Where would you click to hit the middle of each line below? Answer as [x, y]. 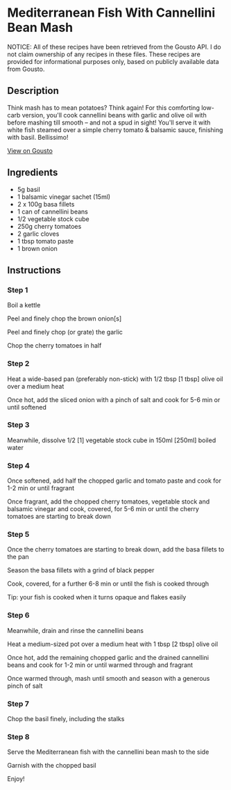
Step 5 [18, 535]
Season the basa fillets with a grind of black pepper [81, 570]
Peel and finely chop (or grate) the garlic [65, 332]
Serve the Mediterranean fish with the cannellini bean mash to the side [108, 752]
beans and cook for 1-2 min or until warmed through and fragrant [100, 665]
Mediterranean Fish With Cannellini [111, 13]
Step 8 [18, 736]
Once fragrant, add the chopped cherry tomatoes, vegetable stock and [109, 501]
